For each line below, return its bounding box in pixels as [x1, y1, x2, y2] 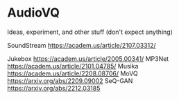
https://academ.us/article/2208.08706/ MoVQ [7, 69, 138, 78]
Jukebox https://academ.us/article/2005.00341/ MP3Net [7, 54, 169, 63]
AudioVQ [7, 5, 60, 21]
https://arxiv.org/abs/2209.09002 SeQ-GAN [7, 76, 133, 84]
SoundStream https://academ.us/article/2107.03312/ [7, 41, 156, 49]
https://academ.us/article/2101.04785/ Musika [7, 62, 139, 70]
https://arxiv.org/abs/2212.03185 [7, 84, 101, 92]
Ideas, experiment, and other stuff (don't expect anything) [7, 28, 173, 36]
